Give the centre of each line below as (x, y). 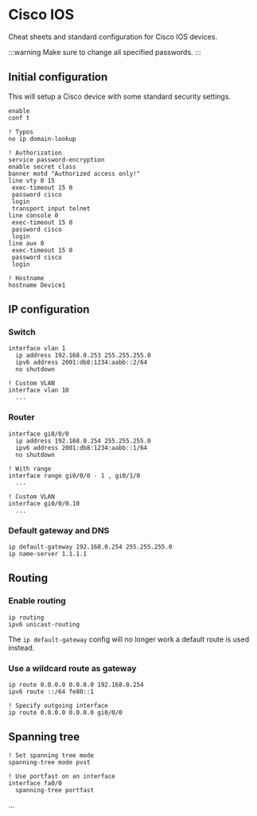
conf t (19, 118)
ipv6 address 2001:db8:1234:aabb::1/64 (82, 447)
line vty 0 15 (32, 181)
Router (21, 417)
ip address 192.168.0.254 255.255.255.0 (83, 441)
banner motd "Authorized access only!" (74, 174)
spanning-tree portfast (55, 790)
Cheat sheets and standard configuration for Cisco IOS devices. (113, 37)
